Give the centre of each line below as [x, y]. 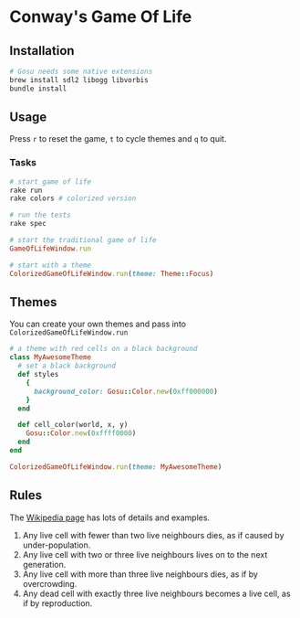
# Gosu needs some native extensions [81, 71]
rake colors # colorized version [73, 198]
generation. [44, 564]
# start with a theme [51, 265]
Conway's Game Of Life [101, 17]
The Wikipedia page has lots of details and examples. [110, 517]
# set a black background [67, 366]
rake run [26, 190]
